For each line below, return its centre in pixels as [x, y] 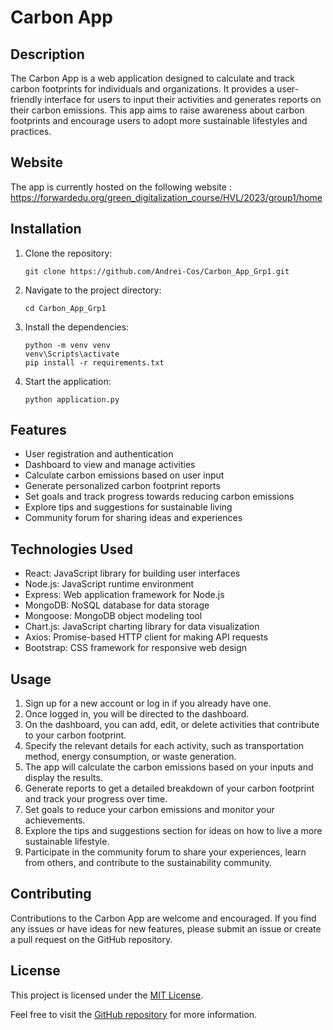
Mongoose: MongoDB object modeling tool [113, 616]
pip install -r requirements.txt [94, 362]
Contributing [51, 894]
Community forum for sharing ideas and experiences [133, 518]
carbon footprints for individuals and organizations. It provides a [142, 89]
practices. [31, 131]
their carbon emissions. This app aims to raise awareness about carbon [157, 110]
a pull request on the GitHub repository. [91, 939]
